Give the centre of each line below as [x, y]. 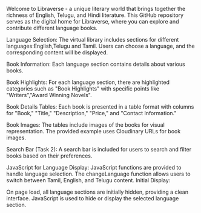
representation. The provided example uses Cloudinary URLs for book [94, 131]
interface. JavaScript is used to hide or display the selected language [93, 198]
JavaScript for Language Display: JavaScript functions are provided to [94, 167]
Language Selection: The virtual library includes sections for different [93, 40]
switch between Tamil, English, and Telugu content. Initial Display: [88, 180]
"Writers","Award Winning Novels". [49, 95]
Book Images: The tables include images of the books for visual [85, 125]
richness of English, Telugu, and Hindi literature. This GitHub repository [95, 15]
